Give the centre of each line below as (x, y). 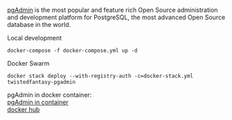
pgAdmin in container (38, 102)
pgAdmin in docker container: (50, 95)
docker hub (24, 109)
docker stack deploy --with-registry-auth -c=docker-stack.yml (100, 76)
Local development (35, 38)
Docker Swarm (28, 63)
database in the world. (39, 24)
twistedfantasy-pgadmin (42, 82)
